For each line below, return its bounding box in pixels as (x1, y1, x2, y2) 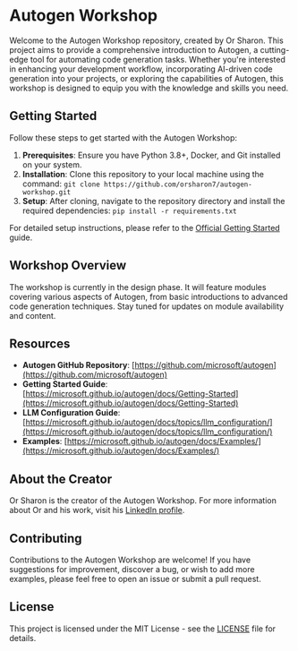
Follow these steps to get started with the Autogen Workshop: (9, 132, 238, 143)
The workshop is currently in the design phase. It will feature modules (9, 281, 267, 292)
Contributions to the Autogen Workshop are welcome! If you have (9, 554, 251, 565)
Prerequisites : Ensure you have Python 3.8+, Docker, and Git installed (21, 150, 281, 160)
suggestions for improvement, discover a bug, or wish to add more (9, 564, 255, 574)
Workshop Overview (9, 258, 127, 273)
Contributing (9, 530, 82, 546)
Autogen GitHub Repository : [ (21, 360, 135, 371)
